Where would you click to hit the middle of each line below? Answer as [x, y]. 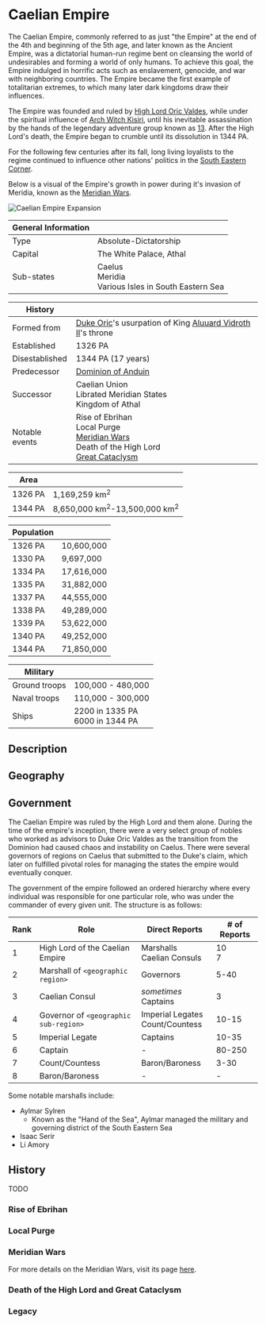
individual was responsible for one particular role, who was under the [121, 897]
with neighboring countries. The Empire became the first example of [120, 79]
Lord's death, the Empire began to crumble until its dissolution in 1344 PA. [129, 136]
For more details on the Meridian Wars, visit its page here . [102, 1269]
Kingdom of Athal [108, 404]
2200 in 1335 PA [106, 711]
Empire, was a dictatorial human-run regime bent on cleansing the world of [131, 53]
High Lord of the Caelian [85, 948]
